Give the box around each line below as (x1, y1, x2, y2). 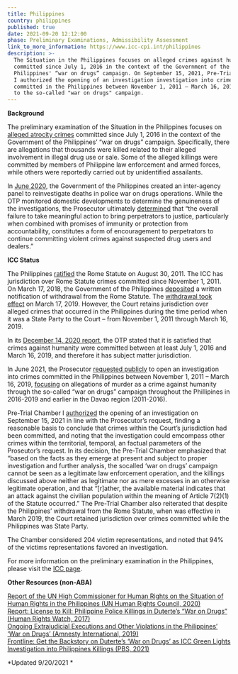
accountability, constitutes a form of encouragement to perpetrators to (7, 227, 214, 236)
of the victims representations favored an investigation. (7, 543, 169, 552)
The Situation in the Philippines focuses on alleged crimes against (13, 57, 223, 64)
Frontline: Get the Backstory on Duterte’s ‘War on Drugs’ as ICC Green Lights (7, 637, 231, 646)
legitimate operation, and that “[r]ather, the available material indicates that (7, 484, 226, 493)
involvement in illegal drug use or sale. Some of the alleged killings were (7, 153, 218, 162)
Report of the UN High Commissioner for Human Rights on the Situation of (7, 592, 224, 600)
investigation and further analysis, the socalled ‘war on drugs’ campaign (7, 462, 218, 470)
